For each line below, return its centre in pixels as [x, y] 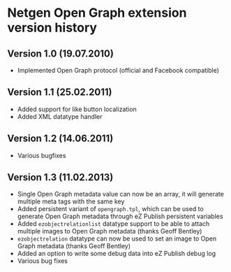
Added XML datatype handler [60, 116]
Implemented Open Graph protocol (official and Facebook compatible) [118, 70]
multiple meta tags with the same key [71, 201]
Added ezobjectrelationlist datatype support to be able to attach [113, 224]
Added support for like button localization [77, 109]
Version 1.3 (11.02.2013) [60, 177]
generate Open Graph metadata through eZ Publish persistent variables [120, 216]
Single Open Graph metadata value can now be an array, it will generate [121, 194]
